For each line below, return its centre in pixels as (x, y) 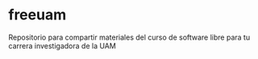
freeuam (37, 15)
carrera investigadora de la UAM (62, 45)
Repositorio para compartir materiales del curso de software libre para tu (129, 37)
